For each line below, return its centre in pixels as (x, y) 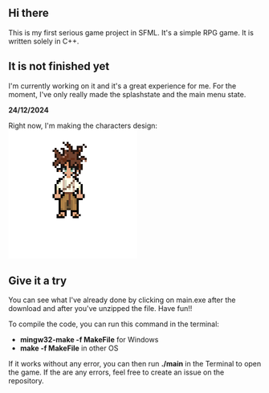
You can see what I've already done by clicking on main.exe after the (122, 300)
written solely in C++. (44, 41)
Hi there (29, 13)
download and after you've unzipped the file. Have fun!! (100, 309)
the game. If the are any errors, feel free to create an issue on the (116, 372)
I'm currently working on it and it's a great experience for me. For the (122, 86)
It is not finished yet (59, 66)
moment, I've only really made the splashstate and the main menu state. (127, 94)
